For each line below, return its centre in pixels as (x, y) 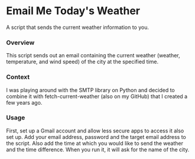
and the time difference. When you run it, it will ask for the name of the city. (98, 150)
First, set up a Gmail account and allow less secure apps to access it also (95, 131)
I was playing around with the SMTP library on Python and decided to (91, 90)
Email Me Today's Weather (73, 11)
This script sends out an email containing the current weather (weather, (93, 56)
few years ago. (24, 102)
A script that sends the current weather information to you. (78, 27)
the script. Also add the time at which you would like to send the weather (95, 143)
